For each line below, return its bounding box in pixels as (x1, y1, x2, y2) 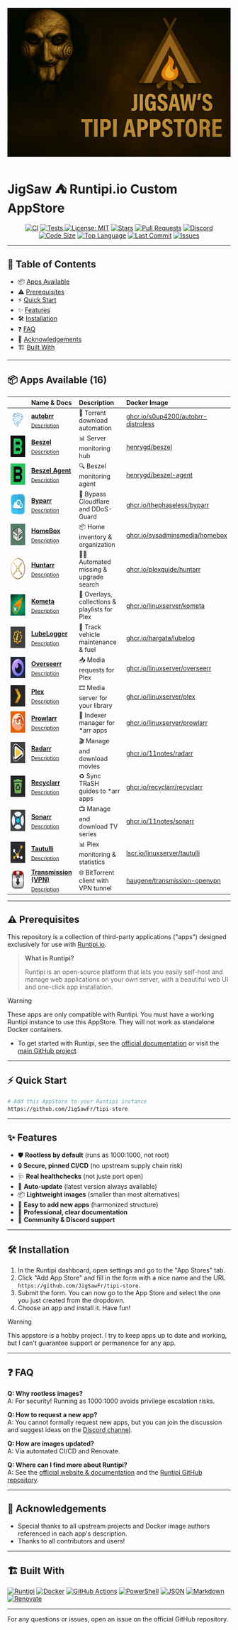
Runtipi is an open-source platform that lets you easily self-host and (24, 968, 223, 976)
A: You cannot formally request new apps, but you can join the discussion (7, 1418, 222, 1426)
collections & (79, 597, 117, 606)
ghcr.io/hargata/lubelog (126, 634, 195, 643)
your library (79, 702, 113, 710)
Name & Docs (30, 398, 72, 406)
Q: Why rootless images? (7, 1389, 83, 1397)
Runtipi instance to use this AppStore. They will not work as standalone (7, 1017, 215, 1026)
